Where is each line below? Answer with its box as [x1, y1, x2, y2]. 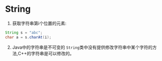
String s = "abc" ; [5, 30, 43, 35]
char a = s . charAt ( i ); [5, 34, 52, 40]
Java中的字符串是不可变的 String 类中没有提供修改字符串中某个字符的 [12, 44, 153, 50]
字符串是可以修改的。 [31, 50, 75, 56]
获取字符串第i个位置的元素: [12, 20, 67, 26]
